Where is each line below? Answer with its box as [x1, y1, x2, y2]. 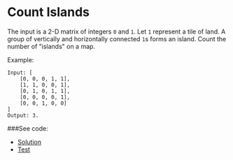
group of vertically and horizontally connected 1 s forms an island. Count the [7, 34, 227, 43]
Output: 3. [7, 112, 39, 119]
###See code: [7, 124, 49, 133]
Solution [17, 138, 42, 146]
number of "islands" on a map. [7, 42, 96, 50]
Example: [7, 55, 34, 64]
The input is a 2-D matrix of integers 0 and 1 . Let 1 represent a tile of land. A [7, 27, 226, 36]
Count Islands [7, 4, 90, 20]
